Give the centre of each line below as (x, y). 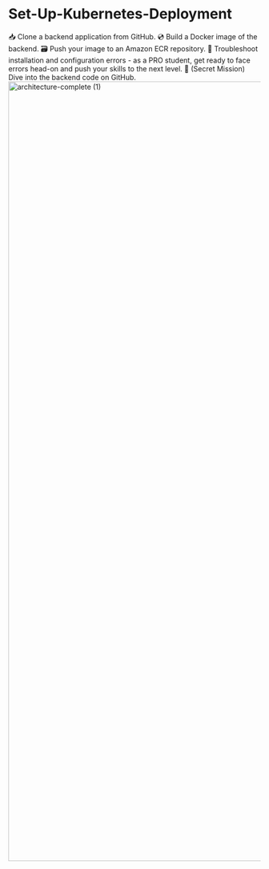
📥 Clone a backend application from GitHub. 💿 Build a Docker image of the (133, 36)
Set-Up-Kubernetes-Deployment (120, 14)
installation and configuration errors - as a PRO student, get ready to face (129, 60)
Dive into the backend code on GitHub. (72, 77)
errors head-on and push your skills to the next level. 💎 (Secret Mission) (127, 68)
